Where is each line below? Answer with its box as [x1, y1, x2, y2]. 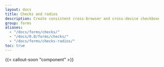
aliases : [5, 25, 23, 30]
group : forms [5, 20, 32, 26]
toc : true [5, 43, 25, 48]
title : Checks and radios [5, 12, 58, 17]
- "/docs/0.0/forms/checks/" [9, 34, 69, 39]
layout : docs [5, 7, 32, 12]
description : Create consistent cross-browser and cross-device [5, 16, 139, 21]
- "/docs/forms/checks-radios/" [9, 39, 76, 44]
